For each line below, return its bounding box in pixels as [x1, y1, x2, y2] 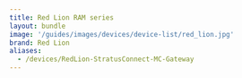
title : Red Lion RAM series [9, 13, 115, 22]
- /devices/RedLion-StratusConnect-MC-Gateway [17, 55, 194, 64]
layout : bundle [9, 22, 66, 30]
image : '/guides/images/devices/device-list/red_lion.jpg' [9, 30, 235, 39]
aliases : [9, 47, 42, 56]
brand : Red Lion [9, 38, 70, 48]
